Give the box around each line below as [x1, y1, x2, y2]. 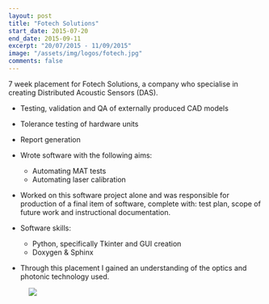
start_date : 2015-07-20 [8, 27, 89, 35]
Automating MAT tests [32, 166, 107, 175]
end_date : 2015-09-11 [8, 34, 82, 43]
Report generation [19, 134, 81, 144]
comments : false [8, 57, 63, 65]
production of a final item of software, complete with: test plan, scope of [19, 199, 261, 209]
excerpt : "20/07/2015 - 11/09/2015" [8, 42, 132, 50]
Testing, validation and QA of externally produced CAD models [19, 103, 229, 113]
